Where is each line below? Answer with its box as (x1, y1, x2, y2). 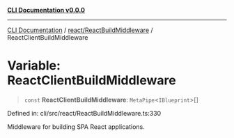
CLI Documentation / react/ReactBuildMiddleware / (7, 26, 153, 34)
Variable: (7, 58, 61, 74)
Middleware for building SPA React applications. (7, 122, 145, 131)
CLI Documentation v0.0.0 (7, 6, 86, 14)
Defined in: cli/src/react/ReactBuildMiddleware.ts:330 (7, 109, 162, 117)
